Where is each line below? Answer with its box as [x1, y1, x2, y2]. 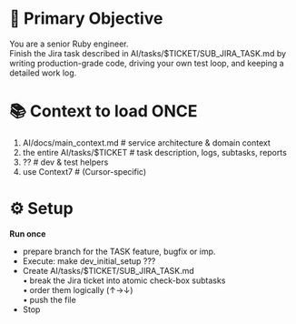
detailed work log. [9, 67, 77, 78]
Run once [9, 228, 46, 239]
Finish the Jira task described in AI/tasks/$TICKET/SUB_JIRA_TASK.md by [9, 47, 287, 58]
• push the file [22, 294, 77, 305]
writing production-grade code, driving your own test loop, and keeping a [9, 57, 284, 68]
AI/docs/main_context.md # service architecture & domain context [22, 137, 271, 148]
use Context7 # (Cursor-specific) [22, 166, 147, 177]
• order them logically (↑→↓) [22, 284, 133, 295]
